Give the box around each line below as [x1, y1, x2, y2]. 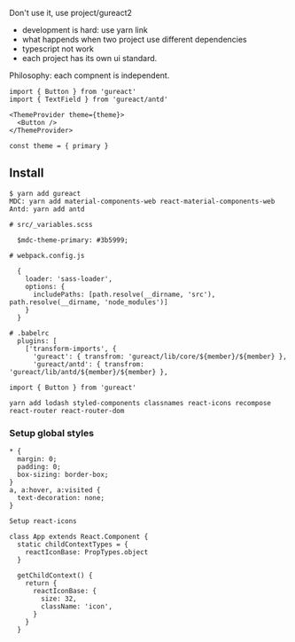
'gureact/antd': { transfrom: [32, 359, 144, 369]
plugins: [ [17, 336, 58, 345]
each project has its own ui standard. [21, 53, 158, 63]
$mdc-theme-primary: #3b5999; [17, 235, 128, 245]
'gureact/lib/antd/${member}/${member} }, [9, 367, 168, 376]
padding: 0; [17, 463, 62, 472]
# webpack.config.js [9, 251, 86, 260]
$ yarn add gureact [9, 189, 82, 198]
